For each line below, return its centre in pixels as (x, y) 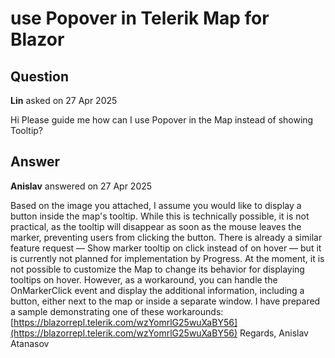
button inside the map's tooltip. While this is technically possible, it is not (160, 216)
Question (39, 76)
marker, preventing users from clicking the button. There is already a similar (166, 237)
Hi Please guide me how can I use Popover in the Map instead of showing (162, 120)
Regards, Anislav (274, 333)
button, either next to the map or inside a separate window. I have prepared (165, 301)
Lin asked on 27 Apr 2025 (64, 100)
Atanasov (30, 343)
